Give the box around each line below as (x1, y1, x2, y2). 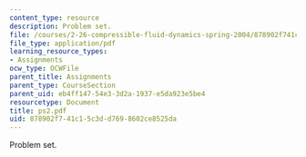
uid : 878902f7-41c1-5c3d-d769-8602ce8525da (9, 114, 178, 123)
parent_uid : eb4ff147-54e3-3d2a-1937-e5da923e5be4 (9, 89, 206, 98)
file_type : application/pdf (9, 38, 117, 48)
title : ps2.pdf (9, 106, 67, 115)
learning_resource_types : (9, 47, 107, 56)
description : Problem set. (9, 22, 112, 31)
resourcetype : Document (9, 97, 100, 107)
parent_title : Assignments (9, 73, 112, 82)
